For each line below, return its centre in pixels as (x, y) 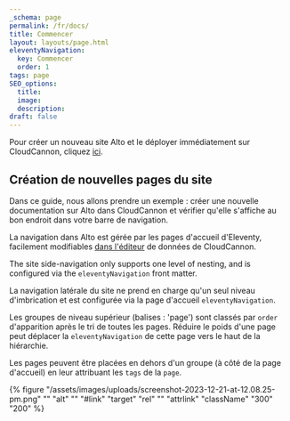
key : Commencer (45, 59)
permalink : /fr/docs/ (49, 26)
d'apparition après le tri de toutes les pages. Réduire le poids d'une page (143, 327)
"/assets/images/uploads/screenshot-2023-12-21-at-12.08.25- (161, 389)
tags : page (29, 76)
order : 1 (33, 68)
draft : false (33, 117)
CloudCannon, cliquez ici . (56, 151)
